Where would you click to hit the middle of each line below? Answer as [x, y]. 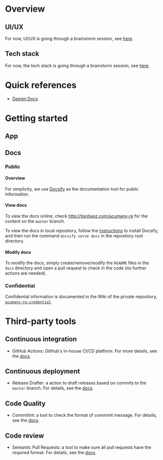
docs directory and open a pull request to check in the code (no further [76, 268]
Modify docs [18, 252]
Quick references [41, 85]
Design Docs [25, 99]
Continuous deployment [43, 371]
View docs [16, 205]
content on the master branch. [35, 221]
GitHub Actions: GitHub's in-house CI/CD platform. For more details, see [84, 351]
